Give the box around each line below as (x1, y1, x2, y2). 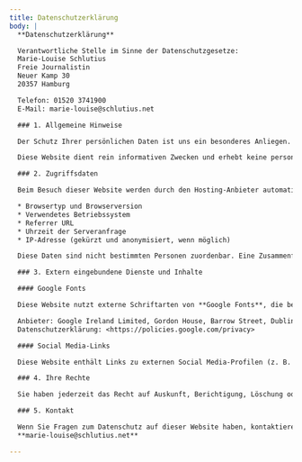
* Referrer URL (17, 218, 75, 228)
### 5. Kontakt (17, 406, 75, 415)
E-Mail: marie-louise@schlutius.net (17, 104, 155, 113)
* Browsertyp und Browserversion (17, 202, 143, 211)
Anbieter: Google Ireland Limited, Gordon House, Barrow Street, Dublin (17, 316, 296, 325)
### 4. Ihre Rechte (17, 374, 91, 383)
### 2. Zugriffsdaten (17, 169, 99, 178)
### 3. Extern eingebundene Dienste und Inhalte (17, 267, 203, 277)
